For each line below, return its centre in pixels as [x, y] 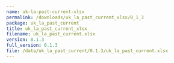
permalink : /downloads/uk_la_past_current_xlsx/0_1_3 [75, 17]
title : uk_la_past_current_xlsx [47, 28]
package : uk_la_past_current [43, 23]
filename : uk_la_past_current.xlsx [51, 34]
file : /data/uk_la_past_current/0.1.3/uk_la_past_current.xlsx [87, 51]
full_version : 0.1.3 [32, 46]
